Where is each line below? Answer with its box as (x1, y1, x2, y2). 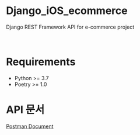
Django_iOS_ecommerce (6, 4, 128, 18)
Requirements (6, 56, 76, 68)
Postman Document (6, 123, 54, 130)
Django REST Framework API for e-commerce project (6, 23, 135, 30)
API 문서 (6, 103, 45, 116)
